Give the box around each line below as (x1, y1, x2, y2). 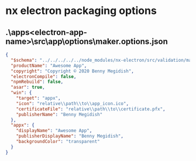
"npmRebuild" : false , (11, 79, 64, 85)
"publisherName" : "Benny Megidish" (16, 111, 103, 117)
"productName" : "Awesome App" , (11, 62, 87, 68)
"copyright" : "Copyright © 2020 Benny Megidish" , (11, 68, 134, 74)
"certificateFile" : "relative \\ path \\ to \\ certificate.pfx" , (16, 106, 166, 112)
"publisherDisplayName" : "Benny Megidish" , (16, 133, 124, 139)
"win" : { (11, 90, 32, 96)
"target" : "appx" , (16, 95, 61, 101)
